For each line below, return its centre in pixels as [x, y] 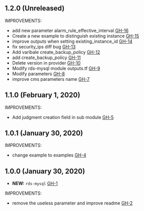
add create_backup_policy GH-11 [46, 57]
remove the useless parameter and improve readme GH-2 [72, 203]
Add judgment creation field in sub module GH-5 [63, 117]
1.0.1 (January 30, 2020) [44, 133]
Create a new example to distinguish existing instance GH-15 [76, 36]
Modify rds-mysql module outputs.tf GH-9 [56, 68]
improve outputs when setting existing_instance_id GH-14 [72, 41]
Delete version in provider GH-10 [46, 63]
